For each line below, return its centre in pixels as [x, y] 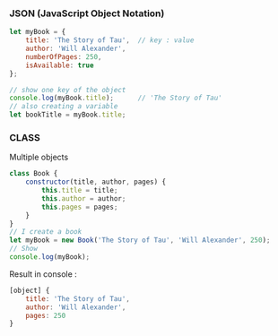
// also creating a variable [64, 107]
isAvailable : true [60, 65]
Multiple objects [39, 157]
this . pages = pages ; [80, 207]
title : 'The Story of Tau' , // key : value [110, 40]
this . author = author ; [84, 198]
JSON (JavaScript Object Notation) [87, 13]
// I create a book [46, 232]
